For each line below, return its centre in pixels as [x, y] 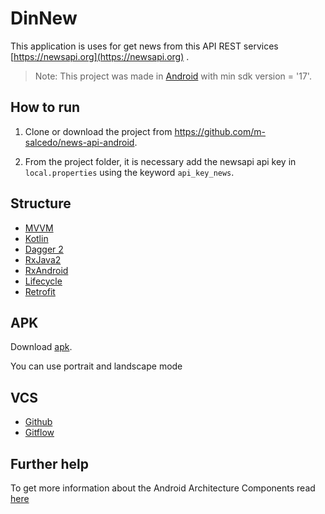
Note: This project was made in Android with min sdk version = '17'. [173, 76]
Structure [41, 203]
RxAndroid [46, 270]
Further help [50, 463]
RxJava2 [43, 259]
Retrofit [40, 291]
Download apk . [41, 347]
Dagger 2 [44, 249]
